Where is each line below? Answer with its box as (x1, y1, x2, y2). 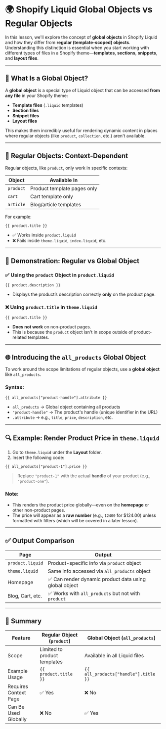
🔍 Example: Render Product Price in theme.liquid (5, 434, 160, 443)
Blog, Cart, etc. (7, 592, 42, 599)
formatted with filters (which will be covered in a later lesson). (12, 517, 138, 523)
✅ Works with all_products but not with (47, 590, 140, 596)
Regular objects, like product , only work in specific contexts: (5, 165, 127, 171)
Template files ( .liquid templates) (12, 102, 83, 108)
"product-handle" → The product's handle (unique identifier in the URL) (12, 409, 158, 415)
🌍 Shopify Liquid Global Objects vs (5, 4, 153, 15)
